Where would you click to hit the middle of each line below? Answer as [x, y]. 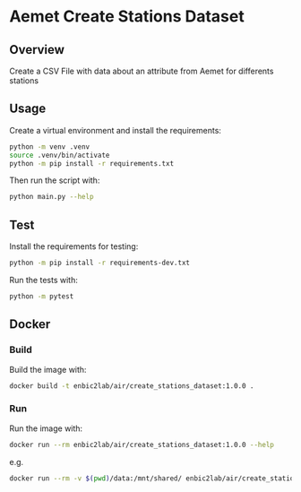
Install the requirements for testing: [74, 246]
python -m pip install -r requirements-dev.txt [100, 263]
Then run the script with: [55, 180]
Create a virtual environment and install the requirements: [116, 130]
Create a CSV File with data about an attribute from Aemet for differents [142, 71]
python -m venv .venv [50, 147]
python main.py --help [52, 197]
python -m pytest [42, 297]
